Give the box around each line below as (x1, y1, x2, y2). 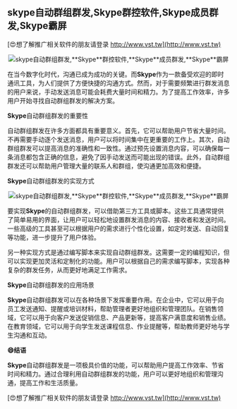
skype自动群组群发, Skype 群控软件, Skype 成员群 (7, 6, 219, 19)
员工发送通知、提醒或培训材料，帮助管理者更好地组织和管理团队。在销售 (7, 304, 217, 312)
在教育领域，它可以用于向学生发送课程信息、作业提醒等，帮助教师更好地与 (7, 322, 224, 330)
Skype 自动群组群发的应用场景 (7, 281, 95, 289)
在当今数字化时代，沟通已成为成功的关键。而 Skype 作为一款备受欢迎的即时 (7, 70, 224, 78)
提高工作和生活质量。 (19, 378, 82, 386)
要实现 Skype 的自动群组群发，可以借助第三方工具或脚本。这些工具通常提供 (7, 207, 224, 215)
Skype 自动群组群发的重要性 (7, 111, 88, 120)
